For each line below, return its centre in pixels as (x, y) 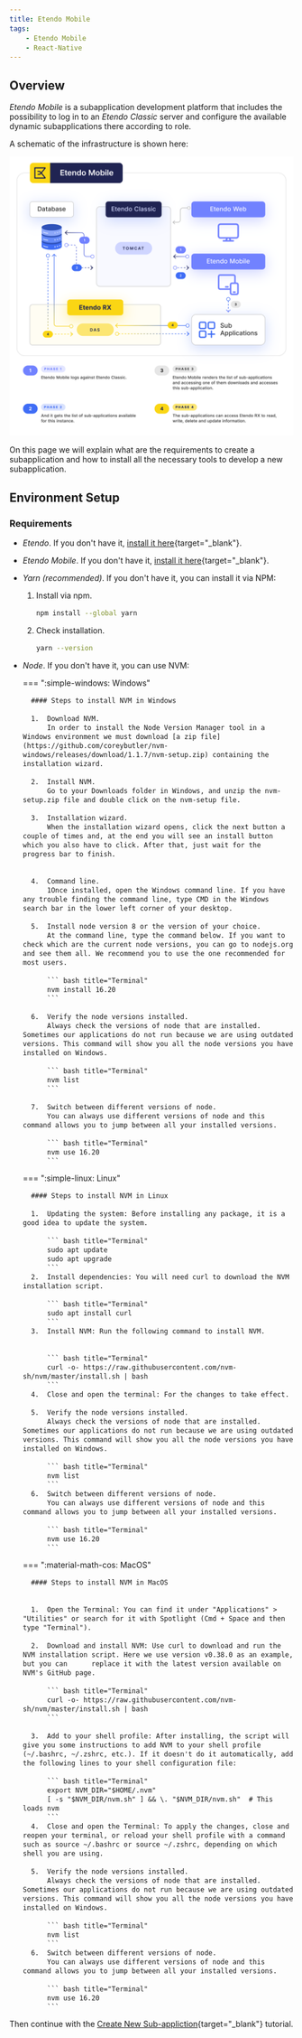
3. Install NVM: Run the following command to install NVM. (148, 1331)
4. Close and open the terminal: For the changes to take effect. (160, 1394)
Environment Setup (64, 497)
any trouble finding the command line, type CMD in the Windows (146, 899)
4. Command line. (65, 881)
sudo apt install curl (89, 1313)
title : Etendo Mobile (50, 19)
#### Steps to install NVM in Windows (104, 700)
